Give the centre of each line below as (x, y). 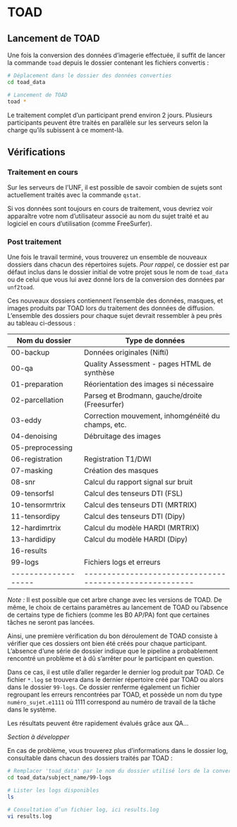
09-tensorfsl (32, 494)
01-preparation (37, 384)
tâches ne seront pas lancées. (51, 623)
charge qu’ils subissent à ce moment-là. (66, 130)
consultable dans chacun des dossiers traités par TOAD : (90, 758)
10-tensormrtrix (38, 505)
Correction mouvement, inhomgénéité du (152, 416)
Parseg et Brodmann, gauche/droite (143, 396)
